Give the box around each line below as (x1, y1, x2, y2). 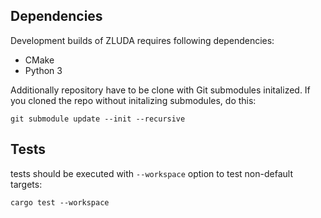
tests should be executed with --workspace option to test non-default (10, 167, 293, 179)
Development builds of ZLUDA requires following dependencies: (10, 34, 275, 46)
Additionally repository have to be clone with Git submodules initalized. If (10, 84, 311, 96)
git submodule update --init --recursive (10, 114, 186, 124)
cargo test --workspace (10, 197, 110, 208)
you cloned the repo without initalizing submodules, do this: (10, 94, 257, 106)
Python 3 (24, 64, 63, 76)
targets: (10, 178, 43, 190)
